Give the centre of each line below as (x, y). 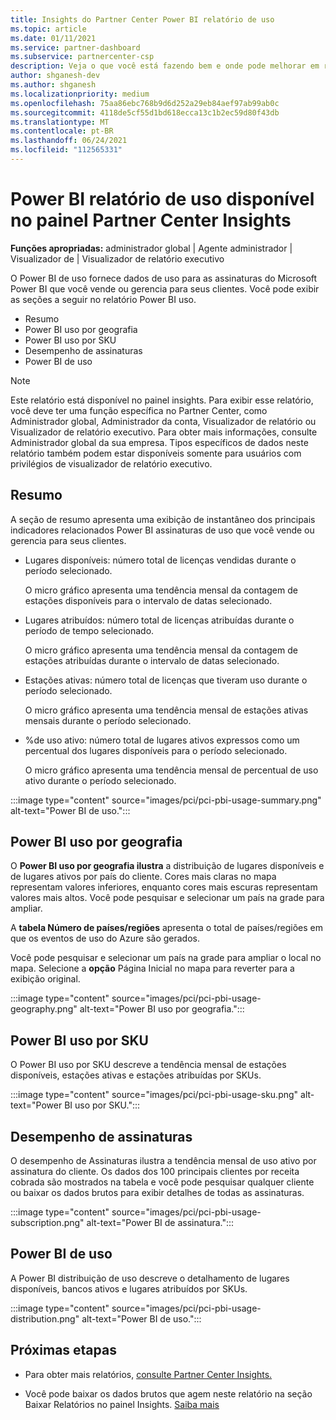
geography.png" (44, 1009)
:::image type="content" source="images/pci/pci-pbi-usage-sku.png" (154, 1095)
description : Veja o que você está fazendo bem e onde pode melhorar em (165, 66)
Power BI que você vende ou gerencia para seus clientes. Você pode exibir (165, 288)
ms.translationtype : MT (60, 122)
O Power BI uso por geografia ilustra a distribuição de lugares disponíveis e (167, 866)
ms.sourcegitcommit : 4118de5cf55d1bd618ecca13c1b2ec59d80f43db (145, 112)
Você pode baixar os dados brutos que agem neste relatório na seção (168, 1393)
